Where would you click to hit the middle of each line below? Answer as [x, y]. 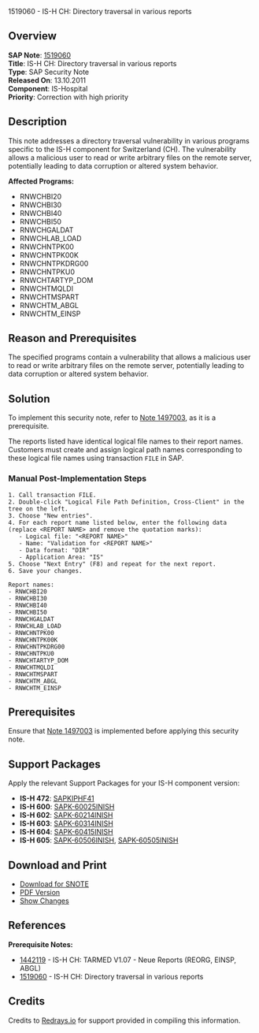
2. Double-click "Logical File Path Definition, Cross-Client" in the [126, 502]
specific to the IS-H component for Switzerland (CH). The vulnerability [122, 149]
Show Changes [44, 901]
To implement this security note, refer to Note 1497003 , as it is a [112, 418]
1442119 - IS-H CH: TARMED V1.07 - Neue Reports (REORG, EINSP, [128, 960]
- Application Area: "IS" [61, 557]
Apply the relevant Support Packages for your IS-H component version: [124, 783]
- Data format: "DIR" [54, 550]
